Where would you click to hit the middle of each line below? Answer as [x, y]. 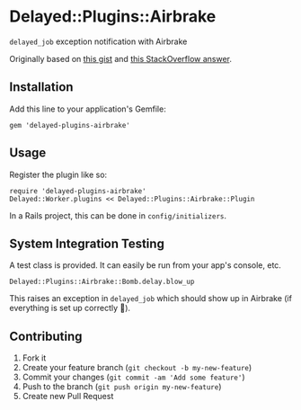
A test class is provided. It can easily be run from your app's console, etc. [145, 265]
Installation [41, 87]
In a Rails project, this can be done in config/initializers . [118, 215]
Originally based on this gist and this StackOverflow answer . [120, 58]
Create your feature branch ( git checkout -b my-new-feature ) [137, 368]
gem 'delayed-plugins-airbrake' [70, 125]
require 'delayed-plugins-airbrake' [78, 191]
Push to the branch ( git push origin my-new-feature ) [122, 387]
